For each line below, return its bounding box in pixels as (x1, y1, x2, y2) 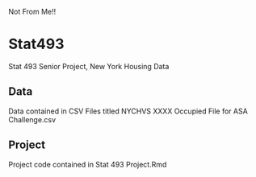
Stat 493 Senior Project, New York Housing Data (8, 61, 170, 71)
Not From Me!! (8, 7, 57, 16)
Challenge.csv (8, 114, 57, 124)
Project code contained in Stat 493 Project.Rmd (8, 159, 167, 169)
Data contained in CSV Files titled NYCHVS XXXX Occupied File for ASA (8, 106, 248, 116)
